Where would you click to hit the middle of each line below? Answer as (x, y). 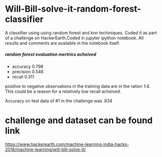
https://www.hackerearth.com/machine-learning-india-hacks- (67, 144)
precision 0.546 (28, 71)
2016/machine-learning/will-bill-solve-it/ (45, 149)
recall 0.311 (23, 77)
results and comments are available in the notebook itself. (63, 43)
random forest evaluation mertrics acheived (51, 54)
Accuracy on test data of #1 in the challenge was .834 (59, 101)
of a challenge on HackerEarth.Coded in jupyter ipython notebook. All (74, 38)
